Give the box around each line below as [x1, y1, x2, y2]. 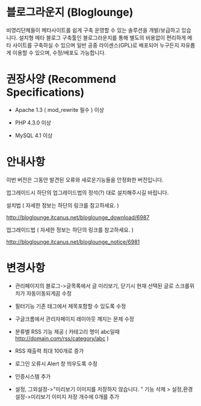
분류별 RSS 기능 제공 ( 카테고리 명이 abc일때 [14, 328, 120, 335]
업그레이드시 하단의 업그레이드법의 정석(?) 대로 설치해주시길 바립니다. [6, 189, 169, 196]
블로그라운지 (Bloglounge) [6, 5, 134, 19]
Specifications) [6, 85, 85, 99]
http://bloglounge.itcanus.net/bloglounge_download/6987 [6, 214, 150, 221]
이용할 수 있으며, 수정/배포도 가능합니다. [12, 49, 107, 56]
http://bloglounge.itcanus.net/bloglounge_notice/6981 [6, 238, 140, 245]
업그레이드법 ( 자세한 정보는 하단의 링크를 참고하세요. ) [6, 226, 134, 233]
